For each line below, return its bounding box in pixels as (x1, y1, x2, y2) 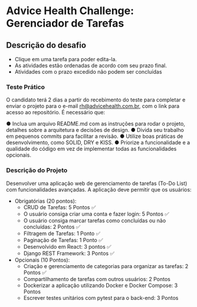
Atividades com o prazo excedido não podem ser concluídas (14, 68, 162, 75)
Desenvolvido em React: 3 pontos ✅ (23, 243, 111, 250)
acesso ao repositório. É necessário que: (6, 109, 106, 116)
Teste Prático (6, 82, 45, 91)
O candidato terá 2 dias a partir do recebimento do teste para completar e (6, 96, 186, 104)
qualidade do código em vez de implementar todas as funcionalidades (6, 146, 177, 153)
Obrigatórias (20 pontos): (14, 197, 77, 204)
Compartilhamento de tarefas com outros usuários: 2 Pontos (23, 275, 171, 282)
